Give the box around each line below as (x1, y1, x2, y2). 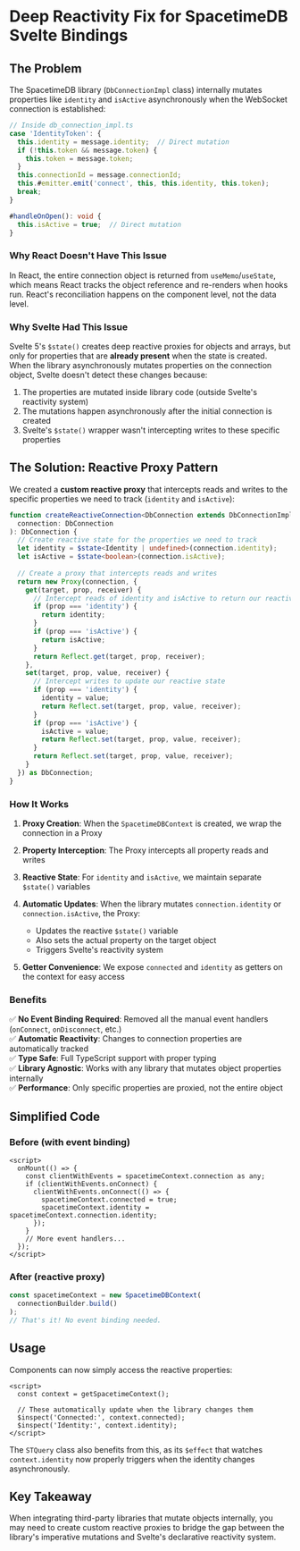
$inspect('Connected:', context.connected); (17, 1412, 186, 1422)
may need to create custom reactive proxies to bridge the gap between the (9, 1522, 285, 1533)
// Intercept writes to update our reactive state (32, 677, 226, 686)
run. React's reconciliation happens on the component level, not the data (9, 289, 277, 299)
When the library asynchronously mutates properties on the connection (9, 359, 272, 370)
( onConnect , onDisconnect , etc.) (9, 1024, 122, 1034)
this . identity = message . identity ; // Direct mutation (17, 137, 229, 147)
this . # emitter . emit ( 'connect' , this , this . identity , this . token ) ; (17, 179, 270, 189)
